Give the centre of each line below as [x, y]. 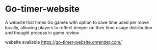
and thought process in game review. [42, 33]
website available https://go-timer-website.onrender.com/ [64, 42]
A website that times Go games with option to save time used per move [77, 22]
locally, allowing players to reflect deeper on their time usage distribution [79, 27]
